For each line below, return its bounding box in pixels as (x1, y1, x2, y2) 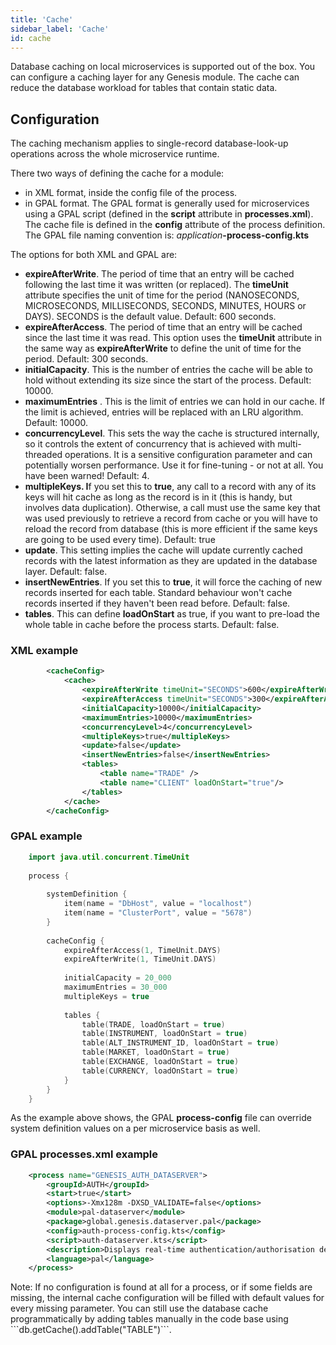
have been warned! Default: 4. (24, 470, 150, 482)
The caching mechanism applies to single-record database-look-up (10, 137, 289, 150)
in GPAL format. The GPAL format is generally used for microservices (24, 197, 310, 210)
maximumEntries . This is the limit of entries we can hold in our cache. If (24, 396, 326, 408)
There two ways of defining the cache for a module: (10, 167, 225, 180)
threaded (24, 449, 63, 461)
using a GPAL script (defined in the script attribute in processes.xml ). (24, 208, 314, 220)
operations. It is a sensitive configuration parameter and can (64, 449, 313, 461)
